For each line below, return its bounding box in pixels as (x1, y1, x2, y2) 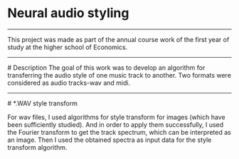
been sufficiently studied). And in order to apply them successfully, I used (7, 120, 224, 129)
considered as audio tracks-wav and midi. (7, 78, 130, 87)
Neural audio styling (7, 5, 129, 21)
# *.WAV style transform (7, 98, 78, 108)
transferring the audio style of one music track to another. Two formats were (7, 71, 231, 79)
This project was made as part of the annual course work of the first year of (7, 35, 230, 43)
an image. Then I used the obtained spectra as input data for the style (7, 135, 212, 144)
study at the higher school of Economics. (7, 43, 128, 51)
